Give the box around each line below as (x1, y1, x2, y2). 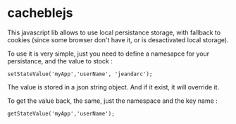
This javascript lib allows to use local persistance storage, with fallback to (7, 28, 221, 37)
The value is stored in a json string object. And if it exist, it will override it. (7, 82, 220, 91)
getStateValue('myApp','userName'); (7, 110, 115, 117)
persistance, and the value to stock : (7, 56, 113, 65)
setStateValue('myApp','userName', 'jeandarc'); (7, 70, 153, 77)
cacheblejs (7, 5, 73, 21)
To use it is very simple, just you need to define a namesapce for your (7, 49, 210, 58)
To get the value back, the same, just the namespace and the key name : (7, 97, 218, 105)
